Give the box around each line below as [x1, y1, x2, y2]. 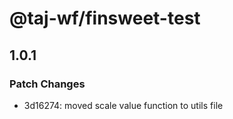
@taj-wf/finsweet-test [9, 7, 201, 30]
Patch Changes [9, 77, 86, 91]
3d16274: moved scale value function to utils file [23, 99, 224, 111]
